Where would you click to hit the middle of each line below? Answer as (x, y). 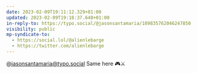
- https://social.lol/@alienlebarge (58, 40)
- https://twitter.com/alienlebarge (58, 46)
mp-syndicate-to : (28, 35)
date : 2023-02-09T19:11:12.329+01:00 (54, 12)
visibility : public (31, 29)
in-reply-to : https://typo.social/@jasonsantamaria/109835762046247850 (98, 23)
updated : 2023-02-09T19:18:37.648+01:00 (58, 18)
